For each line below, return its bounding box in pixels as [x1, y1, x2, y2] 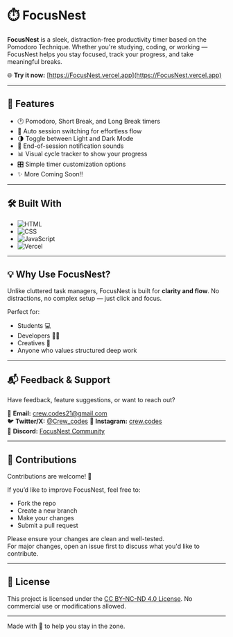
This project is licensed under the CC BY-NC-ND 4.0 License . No [7, 594, 193, 603]
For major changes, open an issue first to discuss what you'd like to [7, 542, 200, 550]
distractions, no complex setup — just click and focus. [7, 295, 162, 303]
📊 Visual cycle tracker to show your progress [17, 149, 148, 158]
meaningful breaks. [7, 57, 62, 65]
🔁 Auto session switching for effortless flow [17, 126, 142, 135]
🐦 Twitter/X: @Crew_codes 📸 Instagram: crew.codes [7, 417, 162, 426]
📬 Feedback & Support [7, 374, 111, 386]
